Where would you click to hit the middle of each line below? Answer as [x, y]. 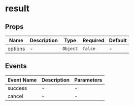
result [17, 9]
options [16, 49]
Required [93, 40]
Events [16, 66]
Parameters [88, 80]
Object [70, 49]
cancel [16, 96]
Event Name [22, 80]
